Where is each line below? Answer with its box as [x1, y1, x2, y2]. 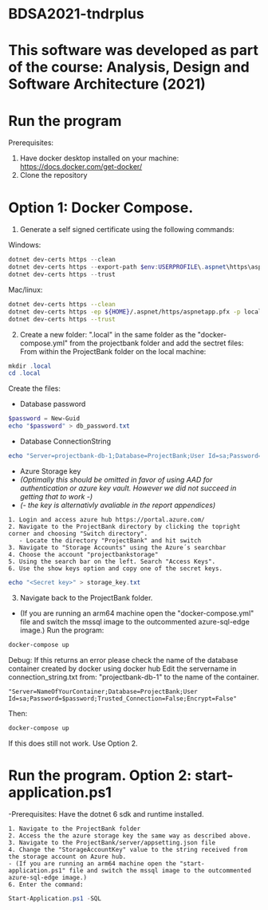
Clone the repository [19, 171, 88, 180]
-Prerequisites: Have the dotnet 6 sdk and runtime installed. [8, 810, 205, 819]
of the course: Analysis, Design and [8, 58, 250, 77]
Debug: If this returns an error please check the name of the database [8, 655, 238, 664]
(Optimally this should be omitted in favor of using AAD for [19, 475, 213, 484]
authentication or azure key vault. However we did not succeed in [19, 483, 237, 493]
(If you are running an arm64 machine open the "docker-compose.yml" [19, 608, 254, 618]
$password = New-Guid [8, 415, 81, 423]
